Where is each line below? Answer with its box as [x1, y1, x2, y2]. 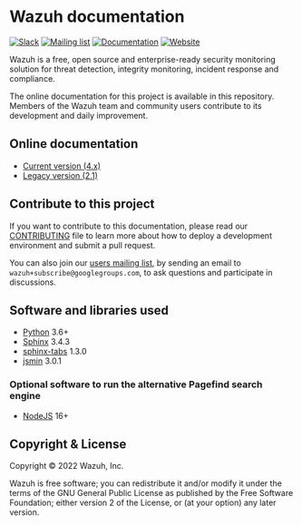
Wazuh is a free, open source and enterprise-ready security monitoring [9, 53, 277, 64]
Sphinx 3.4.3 [22, 336, 71, 347]
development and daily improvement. [9, 110, 148, 121]
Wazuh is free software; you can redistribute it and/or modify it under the [9, 478, 283, 489]
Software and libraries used [9, 302, 170, 318]
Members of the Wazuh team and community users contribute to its [9, 100, 262, 111]
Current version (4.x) [22, 160, 102, 171]
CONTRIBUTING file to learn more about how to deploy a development [9, 229, 272, 241]
